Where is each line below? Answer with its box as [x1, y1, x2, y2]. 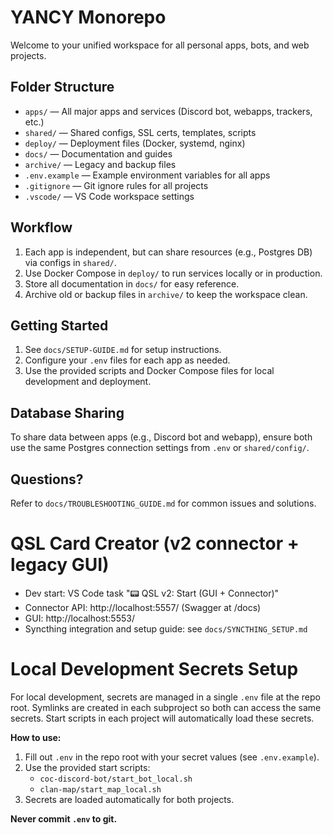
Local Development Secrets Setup [10, 658, 299, 681]
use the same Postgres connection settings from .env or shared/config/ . [10, 442, 310, 454]
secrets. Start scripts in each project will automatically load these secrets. [10, 712, 315, 724]
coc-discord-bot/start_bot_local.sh [39, 774, 193, 784]
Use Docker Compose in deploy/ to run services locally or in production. [24, 267, 323, 279]
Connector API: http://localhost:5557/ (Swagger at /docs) [24, 601, 262, 613]
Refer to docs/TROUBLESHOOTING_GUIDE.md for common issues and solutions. [10, 497, 317, 509]
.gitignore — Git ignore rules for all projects [24, 179, 209, 191]
